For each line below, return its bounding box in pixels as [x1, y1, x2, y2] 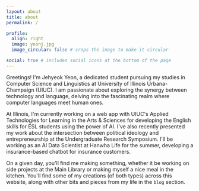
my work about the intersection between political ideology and [6, 129, 159, 136]
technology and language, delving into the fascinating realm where [6, 92, 170, 99]
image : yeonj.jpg [11, 41, 55, 47]
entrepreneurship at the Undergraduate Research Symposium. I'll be [6, 135, 173, 143]
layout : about [6, 8, 42, 15]
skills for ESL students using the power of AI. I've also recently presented [6, 122, 185, 130]
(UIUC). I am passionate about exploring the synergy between [35, 86, 187, 93]
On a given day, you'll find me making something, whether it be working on [6, 159, 189, 166]
